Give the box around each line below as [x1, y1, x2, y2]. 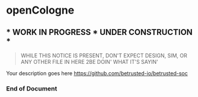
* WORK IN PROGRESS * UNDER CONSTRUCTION [6, 27, 193, 37]
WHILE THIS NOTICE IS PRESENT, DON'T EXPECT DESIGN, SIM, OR [20, 52, 188, 59]
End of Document [6, 84, 58, 92]
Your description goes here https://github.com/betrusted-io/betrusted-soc [6, 70, 188, 77]
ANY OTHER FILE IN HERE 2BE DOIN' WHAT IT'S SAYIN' [20, 59, 158, 65]
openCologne [6, 4, 75, 17]
